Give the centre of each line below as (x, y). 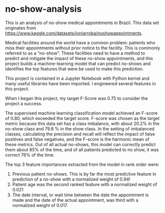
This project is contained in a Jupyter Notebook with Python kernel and (77, 78)
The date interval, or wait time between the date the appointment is (80, 195)
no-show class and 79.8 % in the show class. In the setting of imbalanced (80, 128)
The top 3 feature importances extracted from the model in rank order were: (82, 164)
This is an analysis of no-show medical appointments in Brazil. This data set (82, 23)
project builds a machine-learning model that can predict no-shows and (78, 63)
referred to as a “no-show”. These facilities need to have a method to (75, 53)
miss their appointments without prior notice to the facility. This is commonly (83, 48)
